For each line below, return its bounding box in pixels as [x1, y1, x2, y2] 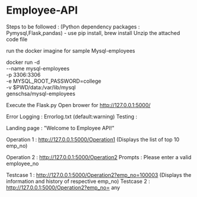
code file [6, 35, 28, 43]
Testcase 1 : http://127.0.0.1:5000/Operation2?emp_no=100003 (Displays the [6, 171, 192, 178]
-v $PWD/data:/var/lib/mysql [6, 83, 76, 91]
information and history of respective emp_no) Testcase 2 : [6, 177, 150, 185]
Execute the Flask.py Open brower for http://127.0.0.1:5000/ [6, 101, 151, 108]
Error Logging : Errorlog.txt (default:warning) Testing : [6, 113, 138, 120]
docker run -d [6, 59, 40, 66]
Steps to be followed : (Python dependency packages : [6, 23, 140, 30]
